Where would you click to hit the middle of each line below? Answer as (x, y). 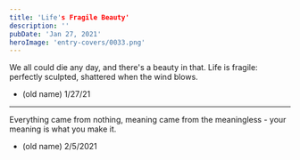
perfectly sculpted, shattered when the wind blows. (104, 77)
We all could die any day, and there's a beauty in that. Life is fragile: (133, 68)
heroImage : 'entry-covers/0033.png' (77, 42)
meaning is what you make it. (63, 129)
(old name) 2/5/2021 (60, 147)
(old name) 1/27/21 (56, 94)
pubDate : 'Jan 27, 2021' (55, 34)
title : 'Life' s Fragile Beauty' (69, 17)
